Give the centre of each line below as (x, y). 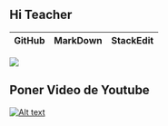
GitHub (30, 40)
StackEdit (133, 40)
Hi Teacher (41, 15)
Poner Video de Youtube (79, 90)
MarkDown (78, 40)
